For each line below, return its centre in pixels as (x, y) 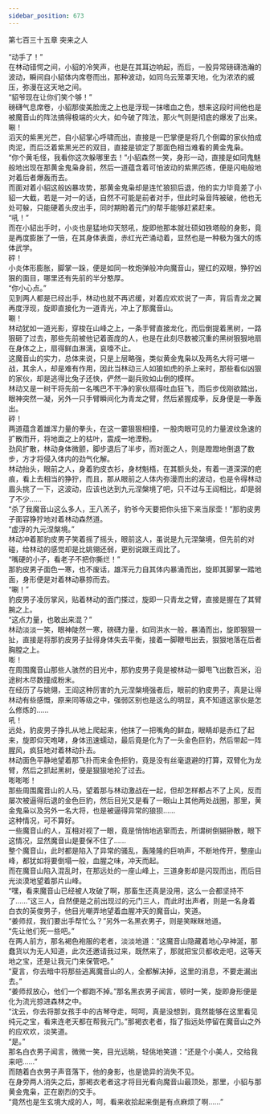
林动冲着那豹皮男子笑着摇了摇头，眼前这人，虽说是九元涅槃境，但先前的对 (131, 539)
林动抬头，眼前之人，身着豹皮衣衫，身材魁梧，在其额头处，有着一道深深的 (131, 469)
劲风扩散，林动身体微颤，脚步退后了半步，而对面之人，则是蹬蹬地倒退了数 (131, 448)
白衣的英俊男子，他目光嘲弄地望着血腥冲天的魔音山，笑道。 (107, 911)
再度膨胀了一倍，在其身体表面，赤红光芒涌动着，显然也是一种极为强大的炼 (138, 237)
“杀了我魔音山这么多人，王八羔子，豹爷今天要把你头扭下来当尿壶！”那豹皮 (131, 509)
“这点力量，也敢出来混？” (50, 619)
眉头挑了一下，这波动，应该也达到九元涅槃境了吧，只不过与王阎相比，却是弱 (135, 489)
